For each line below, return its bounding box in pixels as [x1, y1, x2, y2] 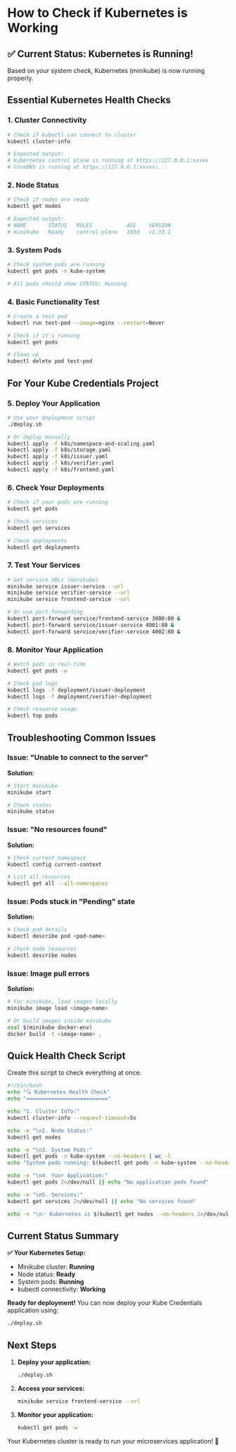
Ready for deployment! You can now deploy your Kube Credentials [7, 1299, 202, 1307]
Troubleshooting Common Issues [7, 732, 156, 744]
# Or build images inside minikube [7, 1017, 112, 1024]
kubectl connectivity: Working [17, 1285, 106, 1294]
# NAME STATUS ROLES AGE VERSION [7, 221, 171, 229]
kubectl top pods [7, 712, 58, 720]
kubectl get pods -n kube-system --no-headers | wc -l [7, 1153, 171, 1160]
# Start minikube [7, 782, 58, 789]
